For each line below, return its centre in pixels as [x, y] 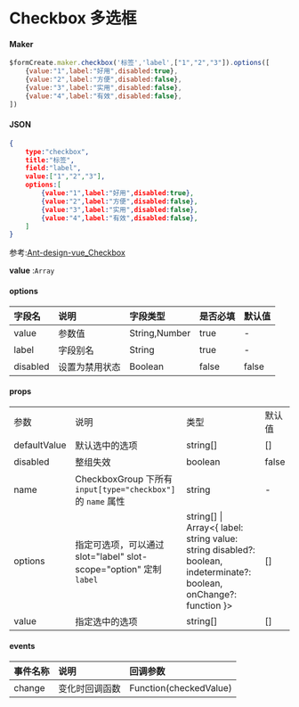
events [22, 646]
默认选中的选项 [106, 445]
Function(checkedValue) [181, 687]
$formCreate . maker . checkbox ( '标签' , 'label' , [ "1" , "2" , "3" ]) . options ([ [139, 63]
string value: [212, 538]
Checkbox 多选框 [73, 18]
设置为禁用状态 [89, 366]
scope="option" [109, 569]
